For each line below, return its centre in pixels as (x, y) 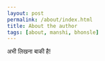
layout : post (26, 13)
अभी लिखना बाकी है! (29, 52)
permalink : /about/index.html (50, 20)
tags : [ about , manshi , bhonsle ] (53, 32)
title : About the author (42, 26)
